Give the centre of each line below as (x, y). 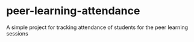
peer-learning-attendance (73, 11)
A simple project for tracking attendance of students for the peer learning (97, 27)
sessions (17, 33)
